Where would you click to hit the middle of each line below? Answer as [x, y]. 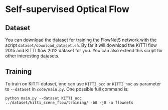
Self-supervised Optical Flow [67, 9]
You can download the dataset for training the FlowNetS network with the [81, 40]
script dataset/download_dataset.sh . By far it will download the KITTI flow [81, 45]
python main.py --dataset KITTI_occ [43, 98]
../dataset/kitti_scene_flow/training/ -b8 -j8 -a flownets [69, 102]
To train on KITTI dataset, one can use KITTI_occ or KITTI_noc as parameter [83, 83]
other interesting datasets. [32, 56]
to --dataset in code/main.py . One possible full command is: [67, 89]
